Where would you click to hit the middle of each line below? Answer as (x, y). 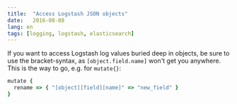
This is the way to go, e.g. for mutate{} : (64, 68)
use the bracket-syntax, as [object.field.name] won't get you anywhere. (114, 61)
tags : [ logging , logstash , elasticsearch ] (71, 33)
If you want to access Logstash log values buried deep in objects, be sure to (118, 53)
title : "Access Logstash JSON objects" (68, 14)
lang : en (20, 27)
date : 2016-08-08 (36, 20)
